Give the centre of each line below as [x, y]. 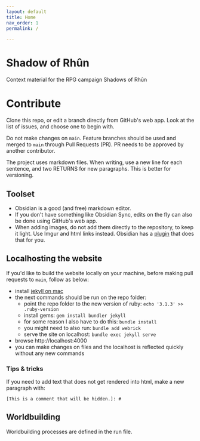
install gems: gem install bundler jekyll [75, 315]
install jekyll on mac [39, 291]
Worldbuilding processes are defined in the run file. [69, 431]
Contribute [34, 104]
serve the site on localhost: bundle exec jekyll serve [90, 334]
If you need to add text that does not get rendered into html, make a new [95, 382]
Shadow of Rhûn [48, 63]
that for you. [30, 240]
